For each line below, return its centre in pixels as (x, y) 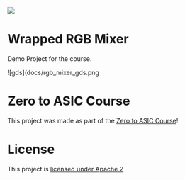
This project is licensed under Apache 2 (66, 169)
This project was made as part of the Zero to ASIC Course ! (93, 120)
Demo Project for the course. (50, 58)
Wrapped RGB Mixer (68, 39)
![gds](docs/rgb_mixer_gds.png (53, 72)
